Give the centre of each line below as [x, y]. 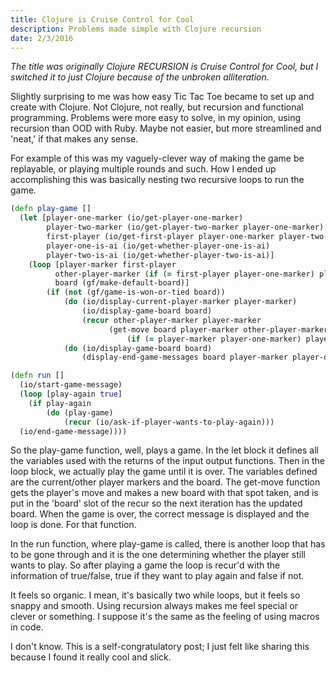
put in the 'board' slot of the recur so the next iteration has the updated [156, 503]
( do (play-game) [80, 412]
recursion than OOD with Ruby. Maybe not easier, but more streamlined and [166, 128]
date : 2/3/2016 [42, 38]
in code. [27, 627]
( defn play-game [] [51, 209]
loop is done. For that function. [73, 525]
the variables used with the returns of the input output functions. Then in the [167, 461]
